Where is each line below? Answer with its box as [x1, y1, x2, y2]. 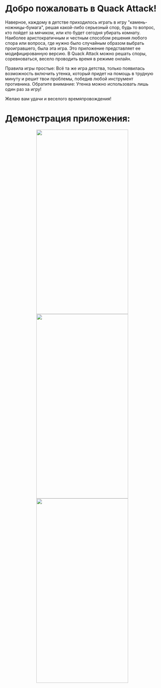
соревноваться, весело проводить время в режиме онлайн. [5, 56, 132, 61]
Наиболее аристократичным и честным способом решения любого [5, 35, 147, 41]
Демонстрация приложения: [5, 113, 131, 124]
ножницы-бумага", [5, 24, 45, 30]
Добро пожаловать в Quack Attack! [5, 3, 157, 14]
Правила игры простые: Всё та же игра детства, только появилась [5, 65, 145, 71]
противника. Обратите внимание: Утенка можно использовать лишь [5, 81, 149, 87]
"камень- [128, 19, 148, 25]
